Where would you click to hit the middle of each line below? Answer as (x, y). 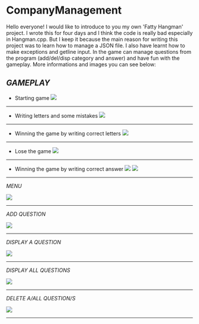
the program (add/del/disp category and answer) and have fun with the (93, 58)
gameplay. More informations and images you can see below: (81, 64)
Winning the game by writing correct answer (69, 169)
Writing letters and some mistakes (56, 115)
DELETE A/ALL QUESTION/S (41, 298)
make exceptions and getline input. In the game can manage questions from (99, 51)
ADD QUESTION (26, 214)
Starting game (32, 98)
